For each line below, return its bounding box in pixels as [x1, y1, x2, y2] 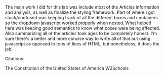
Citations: [5, 56, 25, 61]
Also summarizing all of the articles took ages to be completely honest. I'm [5, 31, 157, 36]
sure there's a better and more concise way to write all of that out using [5, 36, 151, 41]
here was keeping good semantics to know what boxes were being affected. [5, 25, 161, 31]
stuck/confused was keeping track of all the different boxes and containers [5, 15, 158, 20]
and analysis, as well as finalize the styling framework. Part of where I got [5, 9, 155, 15]
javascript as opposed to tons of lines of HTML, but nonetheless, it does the [5, 41, 160, 46]
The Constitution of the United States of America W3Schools [5, 65, 129, 71]
